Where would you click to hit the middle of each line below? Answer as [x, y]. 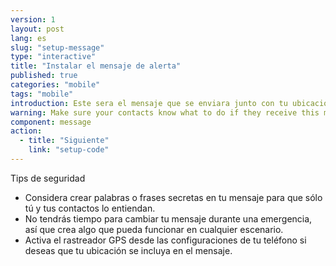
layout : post [37, 29]
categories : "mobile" [55, 85]
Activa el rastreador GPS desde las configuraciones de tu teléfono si [165, 240]
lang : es [28, 38]
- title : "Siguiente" [64, 141]
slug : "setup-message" [57, 47]
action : [26, 131]
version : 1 [33, 19]
